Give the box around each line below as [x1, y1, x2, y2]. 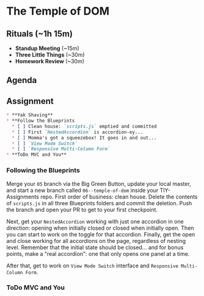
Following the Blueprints [6, 166, 81, 175]
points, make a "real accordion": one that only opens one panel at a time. [6, 250, 190, 257]
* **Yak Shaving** [6, 112, 53, 118]
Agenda [6, 75, 37, 86]
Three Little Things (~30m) [15, 51, 85, 58]
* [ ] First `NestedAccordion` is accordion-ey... [12, 129, 144, 135]
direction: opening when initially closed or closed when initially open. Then [6, 224, 194, 231]
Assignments [6, 193, 40, 200]
